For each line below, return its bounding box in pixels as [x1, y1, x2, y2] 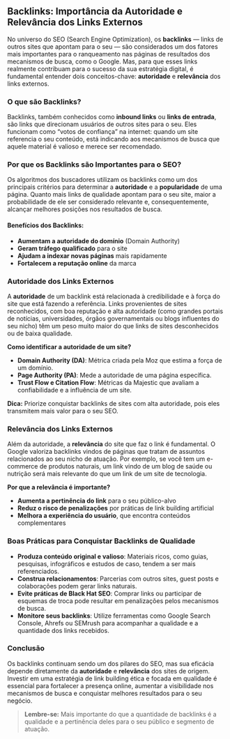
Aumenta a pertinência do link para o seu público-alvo [17, 496, 176, 505]
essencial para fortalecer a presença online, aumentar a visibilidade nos [7, 681, 214, 690]
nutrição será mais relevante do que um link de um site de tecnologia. [7, 470, 207, 478]
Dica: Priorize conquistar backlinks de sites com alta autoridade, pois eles [7, 399, 220, 407]
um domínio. [17, 363, 54, 372]
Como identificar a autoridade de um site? [7, 342, 132, 351]
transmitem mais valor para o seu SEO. [7, 406, 118, 415]
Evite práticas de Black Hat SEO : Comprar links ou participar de [17, 589, 202, 597]
